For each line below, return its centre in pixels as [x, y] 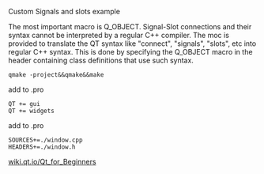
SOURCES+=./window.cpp [45, 140]
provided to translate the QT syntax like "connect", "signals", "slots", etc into [132, 43]
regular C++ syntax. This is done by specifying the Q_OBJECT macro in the [130, 52]
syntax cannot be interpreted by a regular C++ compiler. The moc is [119, 35]
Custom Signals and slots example [64, 11]
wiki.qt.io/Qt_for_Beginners [52, 162]
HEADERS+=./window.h [42, 147]
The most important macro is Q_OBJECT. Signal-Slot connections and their [130, 26]
